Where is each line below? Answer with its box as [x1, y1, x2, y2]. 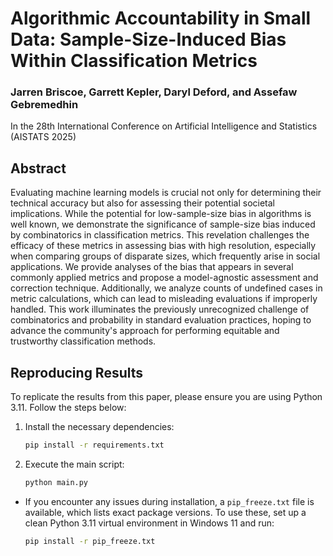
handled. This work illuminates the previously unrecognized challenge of [10, 303, 310, 316]
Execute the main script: [24, 458, 125, 470]
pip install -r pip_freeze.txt [24, 536, 156, 546]
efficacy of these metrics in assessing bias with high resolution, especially [10, 240, 317, 252]
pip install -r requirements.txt [24, 440, 165, 451]
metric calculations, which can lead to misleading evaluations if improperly [10, 293, 318, 305]
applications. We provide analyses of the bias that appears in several [10, 261, 294, 273]
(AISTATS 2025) [10, 131, 77, 143]
